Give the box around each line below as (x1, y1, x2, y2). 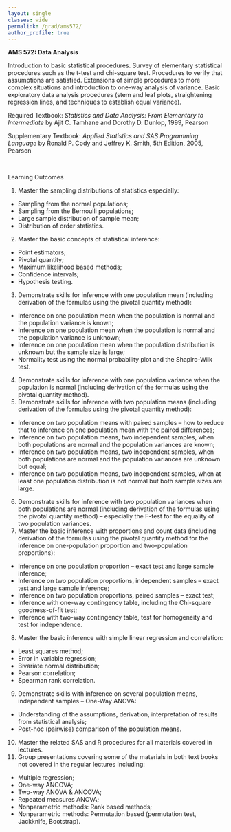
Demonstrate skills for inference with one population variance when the (17, 376, 221, 384)
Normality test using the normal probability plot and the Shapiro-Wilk (17, 355, 212, 364)
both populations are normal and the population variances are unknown (17, 455, 221, 463)
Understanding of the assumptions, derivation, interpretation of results (17, 710, 218, 719)
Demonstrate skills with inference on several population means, (17, 690, 198, 698)
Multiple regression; (17, 774, 75, 782)
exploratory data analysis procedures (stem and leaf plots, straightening (8, 91, 212, 99)
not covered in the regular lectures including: (17, 760, 145, 769)
